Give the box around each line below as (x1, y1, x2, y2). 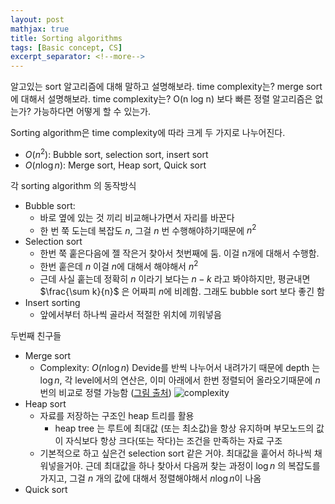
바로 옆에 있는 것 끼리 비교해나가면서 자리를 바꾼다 (39, 211, 235, 223)
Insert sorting (24, 297, 81, 309)
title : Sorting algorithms (10, 33, 123, 43)
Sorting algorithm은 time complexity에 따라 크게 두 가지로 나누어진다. (10, 127, 286, 139)
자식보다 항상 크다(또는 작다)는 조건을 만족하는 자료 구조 (65, 435, 283, 447)
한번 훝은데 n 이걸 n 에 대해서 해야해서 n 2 (39, 259, 199, 273)
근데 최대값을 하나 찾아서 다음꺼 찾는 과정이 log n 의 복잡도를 (84, 460, 321, 472)
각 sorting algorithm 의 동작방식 (10, 179, 137, 191)
